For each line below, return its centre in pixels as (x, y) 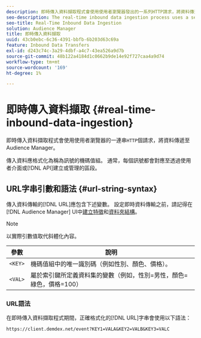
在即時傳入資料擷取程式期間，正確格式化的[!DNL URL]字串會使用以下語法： (99, 318)
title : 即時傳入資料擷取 (33, 34)
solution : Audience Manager (41, 28)
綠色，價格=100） (56, 284)
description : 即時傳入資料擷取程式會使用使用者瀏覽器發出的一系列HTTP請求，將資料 (98, 12)
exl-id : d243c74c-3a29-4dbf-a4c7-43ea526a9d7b (65, 51)
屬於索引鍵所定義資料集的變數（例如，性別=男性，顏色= (109, 275)
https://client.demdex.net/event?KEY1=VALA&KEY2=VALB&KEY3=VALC (88, 329)
